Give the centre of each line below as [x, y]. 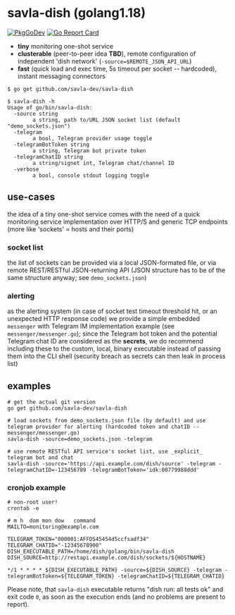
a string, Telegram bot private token [89, 151]
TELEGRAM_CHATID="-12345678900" [55, 546]
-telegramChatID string [48, 157]
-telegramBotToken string [52, 145]
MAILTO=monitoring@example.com [53, 527]
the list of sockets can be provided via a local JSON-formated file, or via [112, 263]
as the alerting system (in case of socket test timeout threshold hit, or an [112, 311]
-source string [36, 114]
